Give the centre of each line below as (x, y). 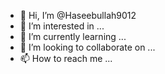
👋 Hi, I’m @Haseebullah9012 (78, 15)
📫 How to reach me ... (66, 58)
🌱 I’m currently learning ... (73, 36)
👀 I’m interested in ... (62, 26)
